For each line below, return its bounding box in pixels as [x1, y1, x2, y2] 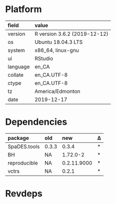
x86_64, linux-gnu [34, 46, 79, 54]
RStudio [34, 55, 54, 62]
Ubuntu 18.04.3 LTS [34, 38, 83, 45]
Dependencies [5, 116, 67, 128]
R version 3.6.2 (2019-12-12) [34, 30, 109, 37]
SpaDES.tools [8, 143, 40, 150]
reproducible [8, 159, 38, 166]
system [8, 46, 25, 54]
